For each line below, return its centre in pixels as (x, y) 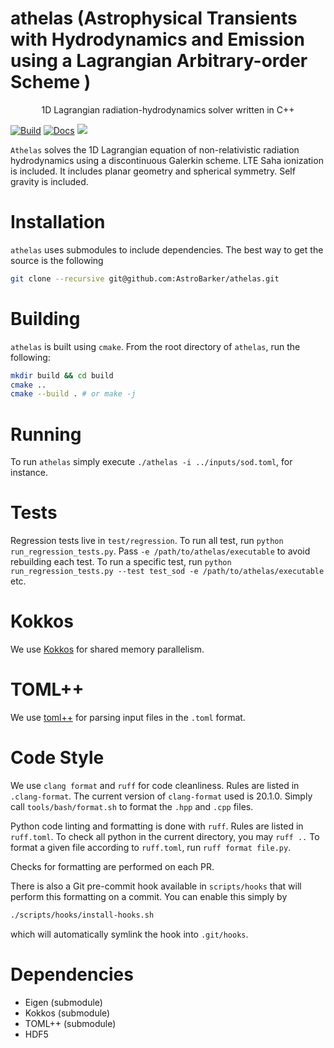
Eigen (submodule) (63, 1002)
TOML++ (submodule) (70, 1023)
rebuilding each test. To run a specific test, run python (121, 562)
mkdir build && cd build (62, 375)
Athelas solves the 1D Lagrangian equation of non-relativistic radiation (155, 149)
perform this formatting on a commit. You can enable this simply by (149, 896)
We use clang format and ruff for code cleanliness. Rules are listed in (155, 785)
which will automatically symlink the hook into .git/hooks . (129, 934)
